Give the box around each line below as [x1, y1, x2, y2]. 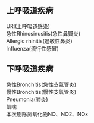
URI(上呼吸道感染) [6, 23, 51, 30]
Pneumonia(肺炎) [6, 96, 49, 103]
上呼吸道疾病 [6, 5, 54, 16]
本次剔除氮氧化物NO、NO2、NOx [6, 111, 88, 118]
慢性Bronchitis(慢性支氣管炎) [6, 88, 77, 95]
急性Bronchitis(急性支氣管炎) [6, 81, 77, 88]
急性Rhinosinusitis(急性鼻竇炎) [6, 30, 81, 37]
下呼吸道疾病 [6, 64, 54, 74]
